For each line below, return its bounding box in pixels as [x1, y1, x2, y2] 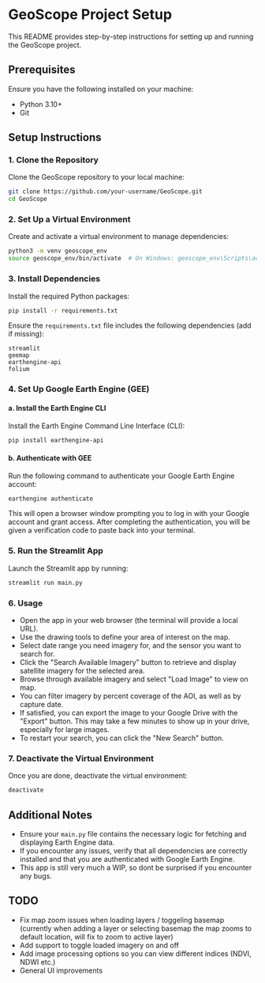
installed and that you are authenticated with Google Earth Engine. [19, 854, 235, 863]
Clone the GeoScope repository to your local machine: [8, 173, 185, 182]
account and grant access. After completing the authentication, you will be [8, 517, 251, 527]
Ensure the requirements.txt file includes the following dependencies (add [8, 321, 252, 330]
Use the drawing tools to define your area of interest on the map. [19, 632, 231, 642]
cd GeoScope [8, 195, 47, 203]
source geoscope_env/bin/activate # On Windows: [8, 255, 175, 263]
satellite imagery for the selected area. [19, 666, 145, 675]
